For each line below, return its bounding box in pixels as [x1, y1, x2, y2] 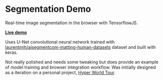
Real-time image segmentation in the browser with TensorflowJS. [5, 20, 138, 26]
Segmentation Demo [5, 3, 91, 15]
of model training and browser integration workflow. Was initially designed [5, 64, 156, 70]
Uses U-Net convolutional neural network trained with [5, 39, 115, 45]
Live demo [5, 29, 27, 35]
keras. [5, 49, 18, 55]
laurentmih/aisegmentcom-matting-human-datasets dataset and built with [5, 44, 156, 50]
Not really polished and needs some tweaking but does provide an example [5, 59, 159, 65]
